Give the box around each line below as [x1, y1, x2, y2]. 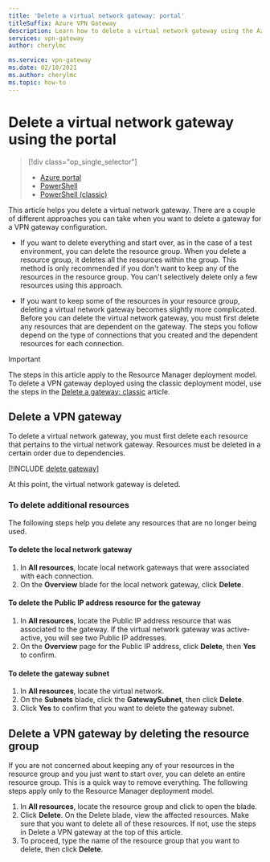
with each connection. [19, 571, 94, 581]
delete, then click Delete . [19, 844, 104, 854]
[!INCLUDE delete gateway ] [8, 464, 100, 474]
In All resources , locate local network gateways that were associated [19, 562, 250, 572]
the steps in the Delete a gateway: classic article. [8, 386, 170, 396]
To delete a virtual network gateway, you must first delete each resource [8, 431, 248, 441]
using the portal [8, 130, 117, 149]
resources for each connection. [19, 338, 125, 348]
